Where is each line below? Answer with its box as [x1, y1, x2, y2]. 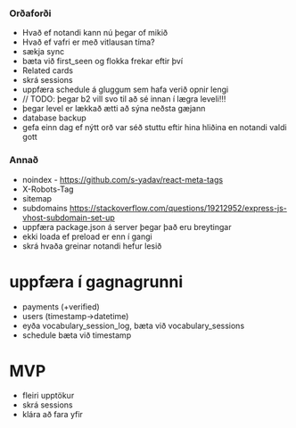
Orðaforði [9, 7, 52, 20]
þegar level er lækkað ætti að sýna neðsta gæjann [21, 103, 206, 114]
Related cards [21, 65, 74, 76]
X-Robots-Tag [21, 184, 74, 194]
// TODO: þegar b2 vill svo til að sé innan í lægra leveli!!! [21, 94, 226, 104]
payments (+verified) [21, 301, 100, 312]
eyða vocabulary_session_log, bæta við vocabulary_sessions [21, 320, 245, 331]
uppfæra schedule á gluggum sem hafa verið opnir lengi [21, 84, 229, 95]
